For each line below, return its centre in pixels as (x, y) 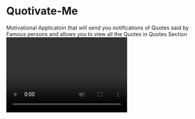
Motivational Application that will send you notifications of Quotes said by (97, 28)
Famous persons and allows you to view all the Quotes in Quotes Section (97, 34)
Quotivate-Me (42, 11)
